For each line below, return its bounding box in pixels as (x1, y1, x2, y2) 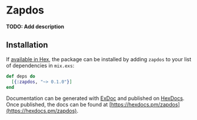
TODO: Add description (6, 23, 65, 30)
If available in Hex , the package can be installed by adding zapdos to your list (6, 55, 192, 62)
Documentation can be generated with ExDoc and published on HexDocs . (6, 95, 185, 102)
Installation (6, 40, 48, 50)
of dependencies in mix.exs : (6, 62, 75, 69)
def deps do (6, 73, 35, 79)
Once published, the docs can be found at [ (6, 101, 112, 108)
